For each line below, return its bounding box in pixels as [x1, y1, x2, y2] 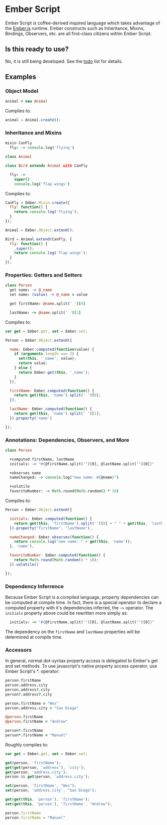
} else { [14, 365, 32, 371]
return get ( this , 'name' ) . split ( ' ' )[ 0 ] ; [14, 393, 101, 398]
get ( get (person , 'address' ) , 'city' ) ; [5, 765, 85, 770]
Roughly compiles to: [5, 741, 48, 748]
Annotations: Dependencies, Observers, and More [5, 436, 129, 443]
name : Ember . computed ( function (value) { [9, 347, 94, 352]
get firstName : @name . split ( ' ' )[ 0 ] [9, 301, 85, 306]
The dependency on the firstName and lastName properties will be [5, 629, 140, 635]
